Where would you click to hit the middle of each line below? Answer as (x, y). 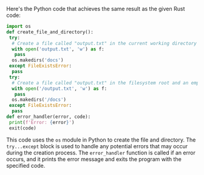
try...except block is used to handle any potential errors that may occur (97, 146)
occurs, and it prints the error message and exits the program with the (94, 159)
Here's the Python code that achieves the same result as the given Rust (96, 9)
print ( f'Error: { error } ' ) (42, 122)
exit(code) (22, 128)
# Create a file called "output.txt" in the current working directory (104, 43)
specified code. (26, 165)
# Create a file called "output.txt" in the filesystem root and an (100, 83)
